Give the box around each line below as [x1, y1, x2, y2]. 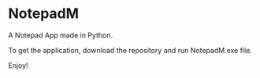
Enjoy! [8, 60, 29, 70]
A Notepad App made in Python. [8, 30, 113, 40]
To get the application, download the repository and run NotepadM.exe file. [8, 45, 252, 55]
